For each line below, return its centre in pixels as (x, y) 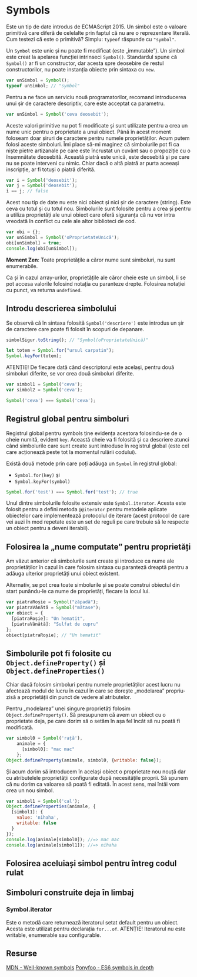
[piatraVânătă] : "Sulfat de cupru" (55, 624)
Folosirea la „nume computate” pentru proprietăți (98, 547)
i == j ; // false (27, 191)
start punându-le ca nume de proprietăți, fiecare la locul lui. (78, 592)
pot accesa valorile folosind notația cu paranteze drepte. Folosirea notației (96, 283)
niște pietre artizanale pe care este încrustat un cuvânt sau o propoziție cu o (98, 151)
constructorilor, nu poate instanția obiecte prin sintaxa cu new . (81, 69)
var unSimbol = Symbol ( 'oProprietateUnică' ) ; (63, 238)
